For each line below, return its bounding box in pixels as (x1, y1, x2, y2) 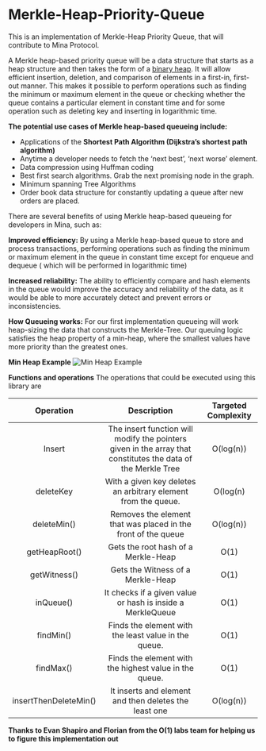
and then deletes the (112, 695, 189, 706)
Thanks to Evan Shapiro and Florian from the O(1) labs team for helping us (8, 725, 256, 735)
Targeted (211, 399, 247, 410)
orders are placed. (19, 196, 81, 206)
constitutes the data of (108, 453, 192, 464)
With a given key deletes (104, 476, 196, 487)
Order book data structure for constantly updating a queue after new (19, 187, 244, 197)
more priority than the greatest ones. (8, 341, 128, 351)
